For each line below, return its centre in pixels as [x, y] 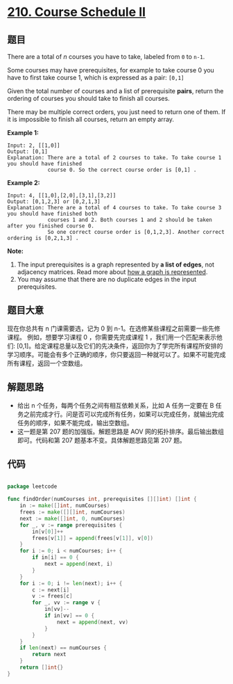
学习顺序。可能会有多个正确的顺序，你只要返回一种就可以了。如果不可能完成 [116, 354]
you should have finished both [52, 214]
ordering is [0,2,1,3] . [43, 238]
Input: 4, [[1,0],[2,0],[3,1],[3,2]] [62, 196]
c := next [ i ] [51, 590]
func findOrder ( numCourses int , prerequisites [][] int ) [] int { [102, 499]
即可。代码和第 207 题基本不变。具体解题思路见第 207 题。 [101, 440]
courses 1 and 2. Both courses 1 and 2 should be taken [130, 220]
